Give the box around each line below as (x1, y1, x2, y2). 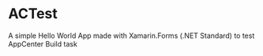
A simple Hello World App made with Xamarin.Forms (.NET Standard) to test (8, 31, 255, 40)
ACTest (8, 5, 58, 23)
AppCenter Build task (8, 39, 77, 48)
